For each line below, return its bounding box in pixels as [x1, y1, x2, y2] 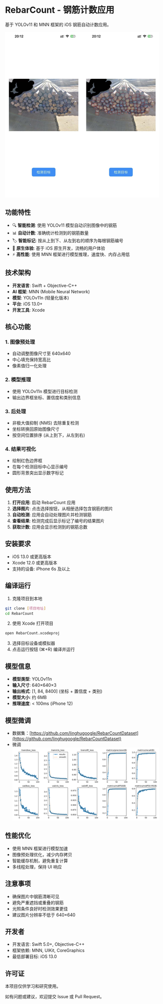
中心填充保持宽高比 [12, 357, 51, 363]
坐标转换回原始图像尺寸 [12, 426, 60, 432]
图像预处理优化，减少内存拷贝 [12, 851, 72, 857]
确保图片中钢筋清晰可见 [12, 893, 60, 899]
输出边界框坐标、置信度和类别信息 [12, 395, 81, 400]
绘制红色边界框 [12, 458, 42, 464]
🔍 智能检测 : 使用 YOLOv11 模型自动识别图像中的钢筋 [12, 222, 117, 228]
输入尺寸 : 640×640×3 [12, 682, 57, 688]
